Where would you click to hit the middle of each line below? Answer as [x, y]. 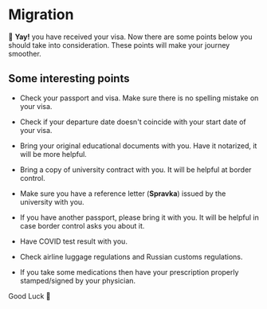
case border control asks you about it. [82, 225]
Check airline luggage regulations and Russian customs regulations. [131, 256]
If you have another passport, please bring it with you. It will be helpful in [139, 217]
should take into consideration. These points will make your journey [119, 45]
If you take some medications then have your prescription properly [129, 272]
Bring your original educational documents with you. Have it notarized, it [138, 146]
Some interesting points [69, 78]
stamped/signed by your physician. [78, 280]
